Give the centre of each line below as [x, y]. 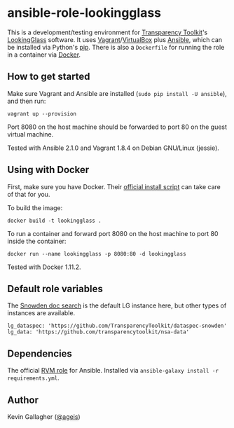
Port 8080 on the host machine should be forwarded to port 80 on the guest [117, 127]
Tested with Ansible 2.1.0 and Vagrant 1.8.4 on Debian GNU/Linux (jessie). [113, 148]
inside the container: [37, 241]
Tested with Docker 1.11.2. [44, 267]
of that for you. [29, 194]
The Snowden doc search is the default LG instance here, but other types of [117, 305]
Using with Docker [48, 170]
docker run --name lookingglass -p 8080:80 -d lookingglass [97, 254]
